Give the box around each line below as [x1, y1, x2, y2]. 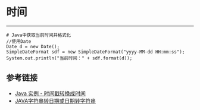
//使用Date [6, 38, 32, 45]
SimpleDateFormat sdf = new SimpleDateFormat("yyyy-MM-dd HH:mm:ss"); [6, 49, 185, 55]
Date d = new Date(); [6, 43, 60, 49]
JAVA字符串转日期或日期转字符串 [14, 97, 96, 104]
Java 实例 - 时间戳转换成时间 [14, 90, 86, 97]
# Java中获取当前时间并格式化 [6, 32, 71, 38]
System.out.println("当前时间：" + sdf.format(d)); [6, 55, 133, 61]
